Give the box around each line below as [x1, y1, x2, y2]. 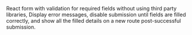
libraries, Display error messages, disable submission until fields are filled [6, 11, 186, 18]
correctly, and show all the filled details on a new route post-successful [6, 17, 181, 24]
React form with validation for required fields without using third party [6, 5, 177, 12]
